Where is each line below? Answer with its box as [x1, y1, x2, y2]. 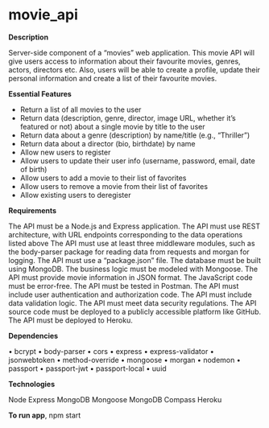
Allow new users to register [19, 147, 111, 157]
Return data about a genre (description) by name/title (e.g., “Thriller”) [19, 130, 250, 140]
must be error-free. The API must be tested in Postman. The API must [8, 281, 239, 290]
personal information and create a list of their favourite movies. [8, 73, 217, 83]
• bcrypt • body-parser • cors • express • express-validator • [8, 346, 215, 356]
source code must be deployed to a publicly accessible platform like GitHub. [8, 307, 262, 316]
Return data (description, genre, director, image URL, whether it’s [19, 113, 236, 122]
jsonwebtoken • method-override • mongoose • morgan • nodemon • [8, 355, 242, 364]
